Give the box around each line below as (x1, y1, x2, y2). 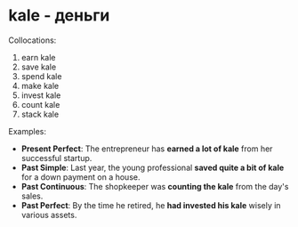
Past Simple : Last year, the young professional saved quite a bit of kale (20, 162, 285, 173)
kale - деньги (8, 5, 110, 26)
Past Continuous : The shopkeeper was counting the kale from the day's (20, 181, 289, 191)
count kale (20, 99, 60, 109)
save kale (20, 61, 57, 72)
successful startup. (20, 152, 93, 163)
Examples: (8, 126, 46, 136)
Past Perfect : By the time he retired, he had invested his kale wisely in (20, 199, 281, 210)
